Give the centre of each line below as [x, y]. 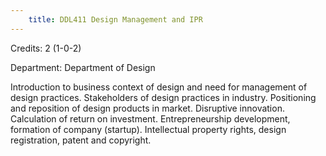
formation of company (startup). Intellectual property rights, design [148, 129]
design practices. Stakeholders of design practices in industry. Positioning [163, 97]
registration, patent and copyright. [81, 140]
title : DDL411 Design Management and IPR [115, 19]
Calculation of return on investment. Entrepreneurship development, [150, 118]
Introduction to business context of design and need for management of [159, 87]
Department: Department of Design [83, 67]
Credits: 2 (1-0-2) [46, 48]
